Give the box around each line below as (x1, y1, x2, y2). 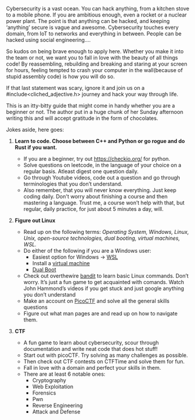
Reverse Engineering (32, 402, 83, 409)
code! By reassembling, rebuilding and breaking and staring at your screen (6, 60, 187, 67)
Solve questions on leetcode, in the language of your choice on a (23, 162, 181, 168)
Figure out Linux (14, 217, 56, 224)
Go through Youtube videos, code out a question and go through (23, 174, 181, 181)
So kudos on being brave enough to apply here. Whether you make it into (6, 48, 184, 55)
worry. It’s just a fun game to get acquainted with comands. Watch (23, 279, 184, 285)
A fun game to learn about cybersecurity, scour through (23, 339, 159, 346)
